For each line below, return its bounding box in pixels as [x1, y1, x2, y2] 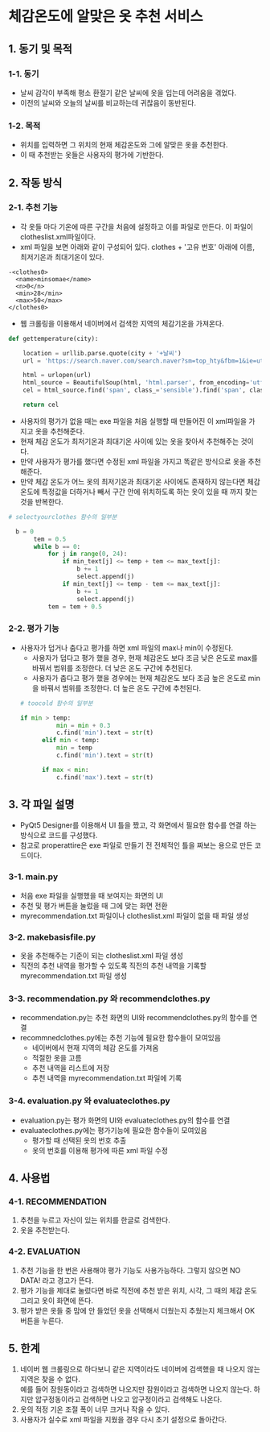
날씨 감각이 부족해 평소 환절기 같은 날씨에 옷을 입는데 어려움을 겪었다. [19, 88, 237, 98]
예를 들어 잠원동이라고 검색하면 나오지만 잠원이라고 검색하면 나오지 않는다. [19, 1384, 252, 1394]
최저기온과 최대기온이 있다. [19, 251, 104, 262]
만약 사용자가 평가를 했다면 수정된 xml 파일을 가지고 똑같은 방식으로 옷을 [19, 456, 247, 466]
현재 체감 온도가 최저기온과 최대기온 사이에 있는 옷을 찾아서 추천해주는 [19, 436, 239, 446]
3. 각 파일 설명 [8, 798, 75, 811]
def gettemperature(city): [8, 334, 99, 342]
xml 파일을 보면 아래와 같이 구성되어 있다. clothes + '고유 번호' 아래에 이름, [19, 242, 256, 251]
